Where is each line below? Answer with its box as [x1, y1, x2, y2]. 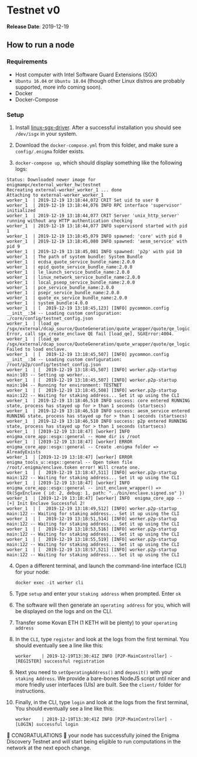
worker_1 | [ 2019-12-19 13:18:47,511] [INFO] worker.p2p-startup [6, 469, 177, 476]
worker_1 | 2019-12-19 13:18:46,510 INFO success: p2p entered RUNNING [6, 418, 188, 424]
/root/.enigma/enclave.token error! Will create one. [6, 465, 141, 470]
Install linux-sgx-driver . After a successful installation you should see [15, 124, 182, 131]
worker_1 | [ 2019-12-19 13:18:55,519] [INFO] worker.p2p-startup [6, 536, 177, 542]
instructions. [15, 687, 46, 694]
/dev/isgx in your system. [15, 130, 78, 137]
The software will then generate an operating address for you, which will [15, 601, 191, 608]
